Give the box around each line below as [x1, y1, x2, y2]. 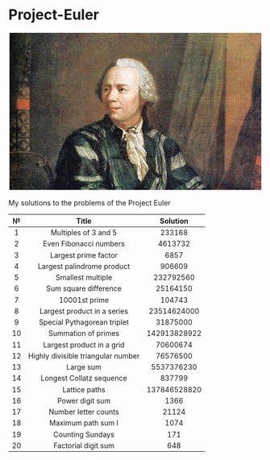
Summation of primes [48, 329, 119, 338]
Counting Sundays [53, 429, 115, 439]
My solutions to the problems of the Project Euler [8, 198, 171, 208]
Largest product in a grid [43, 340, 125, 350]
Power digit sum [56, 396, 111, 405]
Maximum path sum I [49, 418, 119, 428]
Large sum [66, 363, 102, 372]
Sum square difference [45, 284, 123, 293]
